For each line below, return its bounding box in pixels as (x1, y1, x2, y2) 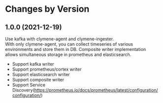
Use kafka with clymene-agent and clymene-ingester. (5, 36, 114, 42)
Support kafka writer (12, 61, 54, 67)
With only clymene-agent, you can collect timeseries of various (5, 41, 134, 47)
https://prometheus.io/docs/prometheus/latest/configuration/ (34, 87, 158, 93)
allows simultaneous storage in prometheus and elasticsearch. (5, 51, 132, 57)
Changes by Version (5, 3, 90, 15)
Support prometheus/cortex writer (12, 66, 82, 72)
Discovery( (12, 87, 35, 93)
